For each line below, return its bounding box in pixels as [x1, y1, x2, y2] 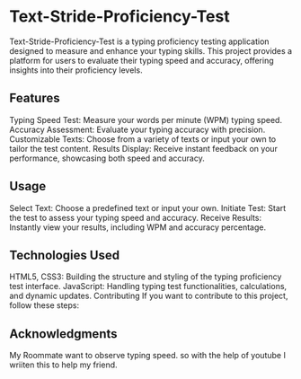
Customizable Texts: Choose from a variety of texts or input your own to [9, 133, 277, 145]
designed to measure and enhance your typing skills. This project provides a [9, 45, 293, 56]
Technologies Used [9, 247, 120, 262]
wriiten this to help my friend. [9, 359, 119, 370]
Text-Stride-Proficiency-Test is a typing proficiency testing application [9, 36, 270, 47]
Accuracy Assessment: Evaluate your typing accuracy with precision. [9, 124, 266, 135]
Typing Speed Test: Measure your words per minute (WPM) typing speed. [9, 114, 283, 125]
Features [9, 91, 60, 106]
